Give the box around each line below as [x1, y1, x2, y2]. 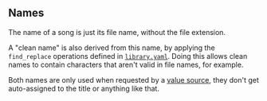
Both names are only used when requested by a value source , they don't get [8, 75, 259, 84]
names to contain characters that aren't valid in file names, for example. [8, 60, 244, 69]
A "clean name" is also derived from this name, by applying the [8, 43, 215, 52]
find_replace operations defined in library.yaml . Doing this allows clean [8, 51, 248, 60]
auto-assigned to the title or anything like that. [8, 84, 159, 93]
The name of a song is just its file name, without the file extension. [8, 27, 226, 37]
